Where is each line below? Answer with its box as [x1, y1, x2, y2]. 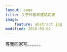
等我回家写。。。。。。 [5, 41, 43, 47]
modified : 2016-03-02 [5, 27, 51, 32]
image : [5, 17, 19, 22]
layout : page [5, 7, 33, 13]
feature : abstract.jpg [14, 21, 62, 27]
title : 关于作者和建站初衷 [5, 12, 56, 17]
